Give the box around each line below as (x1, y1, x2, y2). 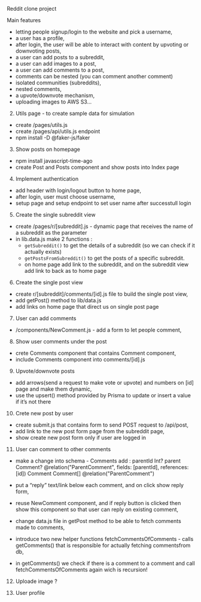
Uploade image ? (15, 577, 57, 585)
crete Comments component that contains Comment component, (15, 349, 176, 357)
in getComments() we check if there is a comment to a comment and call (15, 560, 195, 567)
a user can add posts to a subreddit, (15, 54, 105, 60)
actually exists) (24, 248, 62, 255)
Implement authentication (15, 175, 79, 182)
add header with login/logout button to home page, (15, 187, 142, 194)
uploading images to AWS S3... (15, 98, 92, 105)
